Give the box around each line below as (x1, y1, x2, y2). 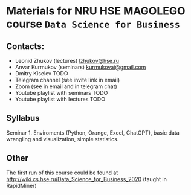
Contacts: (6, 41, 45, 51)
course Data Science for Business (6, 17, 180, 31)
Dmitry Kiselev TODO (15, 70, 68, 77)
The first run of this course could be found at (6, 169, 118, 176)
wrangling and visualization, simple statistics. (6, 135, 119, 142)
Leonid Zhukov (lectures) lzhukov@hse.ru (15, 57, 120, 64)
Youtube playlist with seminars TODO (15, 89, 108, 96)
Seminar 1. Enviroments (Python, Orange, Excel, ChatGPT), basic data (6, 129, 180, 136)
